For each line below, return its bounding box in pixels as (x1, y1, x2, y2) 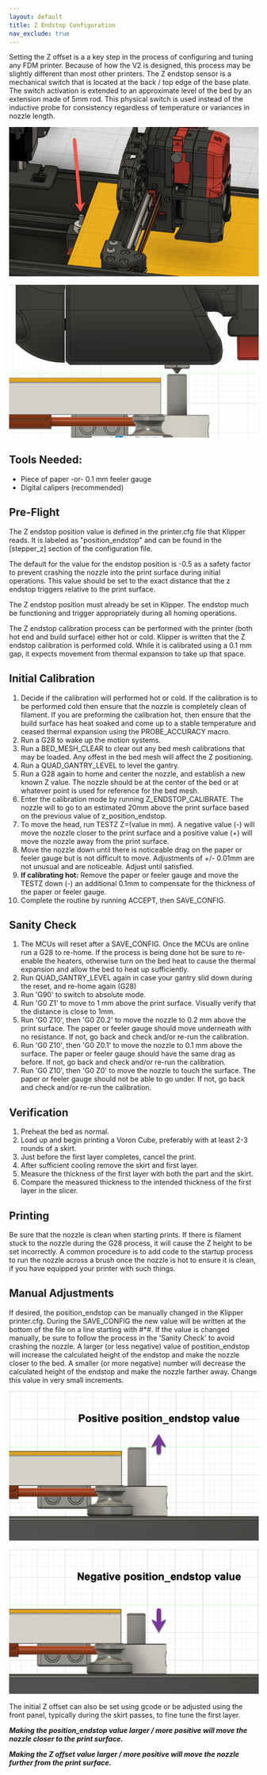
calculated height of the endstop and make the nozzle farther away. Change (9, 1366, 257, 1376)
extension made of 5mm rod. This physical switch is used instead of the (9, 94, 244, 104)
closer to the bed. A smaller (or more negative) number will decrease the (9, 1358, 246, 1368)
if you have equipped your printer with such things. (9, 1263, 176, 1273)
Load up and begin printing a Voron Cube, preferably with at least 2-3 (20, 1135, 248, 1145)
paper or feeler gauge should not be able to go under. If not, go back (20, 1074, 245, 1084)
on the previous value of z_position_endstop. (20, 810, 167, 821)
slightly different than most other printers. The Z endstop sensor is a (9, 69, 232, 79)
